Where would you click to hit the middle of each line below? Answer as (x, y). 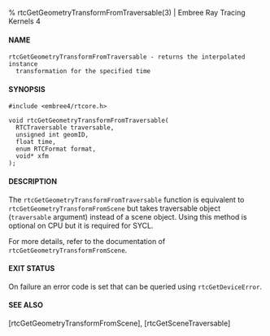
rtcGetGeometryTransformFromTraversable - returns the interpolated (127, 57)
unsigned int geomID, (52, 135)
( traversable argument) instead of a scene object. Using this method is (128, 216)
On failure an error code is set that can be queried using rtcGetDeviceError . (135, 286)
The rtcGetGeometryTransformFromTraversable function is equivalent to (126, 199)
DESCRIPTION (33, 181)
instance (23, 64)
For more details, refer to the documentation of (87, 241)
